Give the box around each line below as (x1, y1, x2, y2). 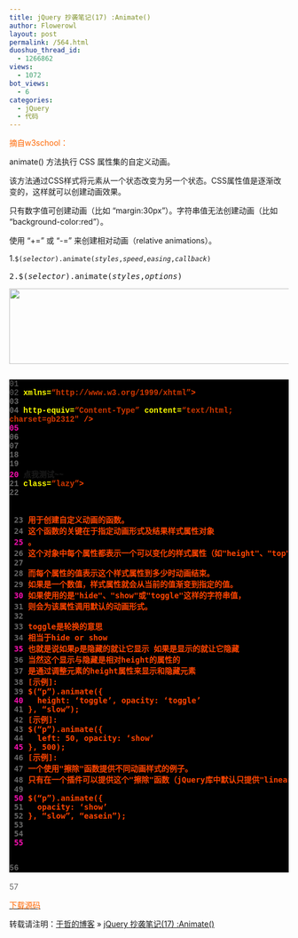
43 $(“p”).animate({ (13, 725, 104, 735)
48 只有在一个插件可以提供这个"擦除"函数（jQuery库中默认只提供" (13, 775, 264, 785)
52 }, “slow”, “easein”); (13, 811, 127, 822)
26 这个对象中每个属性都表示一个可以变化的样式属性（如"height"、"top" (13, 548, 291, 559)
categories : (9, 95, 53, 105)
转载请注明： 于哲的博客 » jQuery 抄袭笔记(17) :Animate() (9, 918, 215, 929)
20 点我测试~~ (9, 470, 65, 481)
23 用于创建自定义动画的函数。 (13, 515, 129, 525)
